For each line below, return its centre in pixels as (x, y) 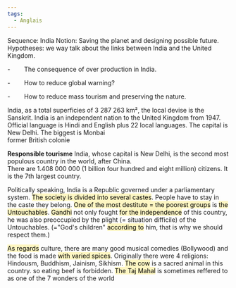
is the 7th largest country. (44, 176)
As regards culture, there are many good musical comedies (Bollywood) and (118, 248)
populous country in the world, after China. (70, 161)
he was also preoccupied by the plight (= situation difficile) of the (102, 220)
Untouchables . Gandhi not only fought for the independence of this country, (117, 212)
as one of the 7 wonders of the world (61, 278)
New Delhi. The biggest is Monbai (56, 132)
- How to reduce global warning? (61, 82)
